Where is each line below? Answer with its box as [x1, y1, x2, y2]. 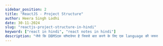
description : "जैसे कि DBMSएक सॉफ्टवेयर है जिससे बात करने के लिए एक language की [5, 34, 149, 39]
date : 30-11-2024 [5, 20, 40, 25]
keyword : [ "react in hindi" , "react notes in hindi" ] [5, 29, 116, 34]
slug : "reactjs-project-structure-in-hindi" [5, 25, 97, 30]
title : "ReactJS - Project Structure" [5, 11, 83, 16]
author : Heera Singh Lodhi [5, 16, 60, 21]
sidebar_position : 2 [5, 7, 47, 12]
